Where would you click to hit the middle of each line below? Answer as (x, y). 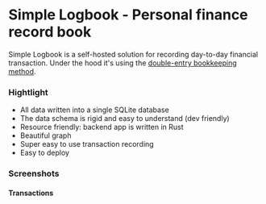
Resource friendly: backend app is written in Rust (102, 127)
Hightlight (28, 92)
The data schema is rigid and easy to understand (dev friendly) (125, 119)
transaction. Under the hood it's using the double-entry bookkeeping (123, 63)
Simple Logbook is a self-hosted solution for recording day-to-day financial (133, 54)
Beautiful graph (46, 135)
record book (50, 32)
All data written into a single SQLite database (94, 110)
